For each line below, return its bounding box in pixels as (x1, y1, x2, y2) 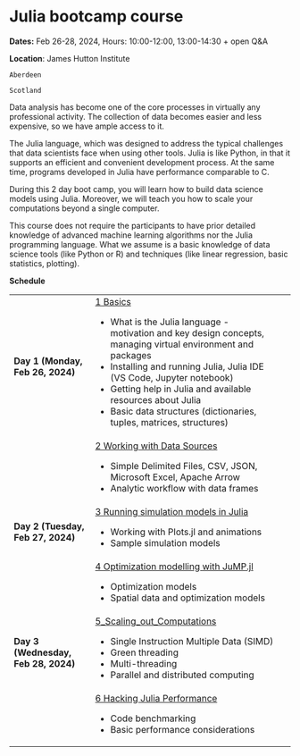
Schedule (9, 275, 46, 286)
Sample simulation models (110, 536, 221, 549)
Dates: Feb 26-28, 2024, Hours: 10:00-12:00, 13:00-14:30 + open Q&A (9, 36, 269, 46)
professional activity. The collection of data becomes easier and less (9, 111, 262, 122)
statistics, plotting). (9, 257, 80, 269)
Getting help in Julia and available (110, 382, 252, 395)
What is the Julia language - (110, 315, 229, 328)
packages (110, 349, 152, 361)
